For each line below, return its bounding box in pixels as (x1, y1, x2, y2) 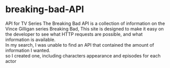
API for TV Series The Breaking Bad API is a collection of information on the (5, 20, 165, 26)
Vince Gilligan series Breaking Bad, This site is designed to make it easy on (5, 25, 164, 31)
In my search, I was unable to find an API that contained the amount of (5, 42, 154, 48)
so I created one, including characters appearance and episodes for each (5, 52, 161, 59)
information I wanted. (5, 47, 50, 53)
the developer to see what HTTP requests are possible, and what (5, 31, 143, 37)
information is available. (5, 37, 55, 43)
